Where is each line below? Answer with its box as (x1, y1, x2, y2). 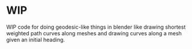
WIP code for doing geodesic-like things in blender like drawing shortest (6, 23, 186, 30)
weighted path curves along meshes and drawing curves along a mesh (6, 29, 182, 36)
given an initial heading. (6, 36, 65, 43)
